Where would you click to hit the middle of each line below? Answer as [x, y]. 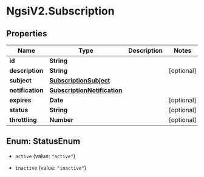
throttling [23, 120]
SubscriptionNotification [86, 90]
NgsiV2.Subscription [60, 11]
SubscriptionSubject [80, 80]
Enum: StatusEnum [43, 142]
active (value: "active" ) [45, 156]
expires [20, 100]
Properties [27, 34]
